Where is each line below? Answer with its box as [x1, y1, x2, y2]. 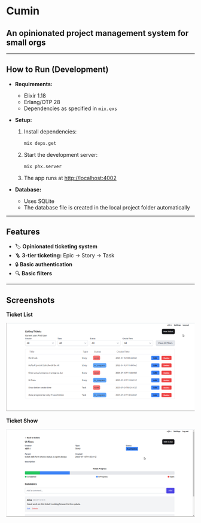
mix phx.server [23, 163, 62, 169]
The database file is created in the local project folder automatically [23, 203, 190, 211]
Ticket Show [6, 417, 38, 424]
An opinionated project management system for [6, 28, 189, 38]
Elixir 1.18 [23, 92, 46, 99]
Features [6, 226, 40, 237]
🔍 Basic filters [14, 270, 53, 277]
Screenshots [6, 295, 55, 305]
